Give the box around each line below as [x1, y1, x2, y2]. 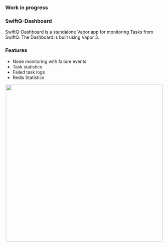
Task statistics [12, 63, 43, 69]
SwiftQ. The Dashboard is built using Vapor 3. [5, 34, 99, 40]
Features [5, 47, 28, 54]
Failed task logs [12, 69, 45, 75]
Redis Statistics [12, 74, 45, 80]
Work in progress [5, 4, 49, 11]
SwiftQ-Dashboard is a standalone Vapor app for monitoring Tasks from [5, 29, 153, 35]
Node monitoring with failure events [12, 58, 87, 64]
